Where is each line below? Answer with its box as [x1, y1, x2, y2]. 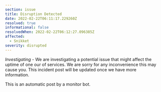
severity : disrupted [5, 43, 47, 48]
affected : [5, 34, 25, 39]
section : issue [5, 7, 36, 12]
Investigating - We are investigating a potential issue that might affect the [5, 56, 152, 62]
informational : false [5, 25, 49, 30]
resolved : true [5, 20, 36, 26]
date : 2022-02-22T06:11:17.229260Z [5, 16, 77, 21]
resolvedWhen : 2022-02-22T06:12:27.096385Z [5, 30, 95, 34]
